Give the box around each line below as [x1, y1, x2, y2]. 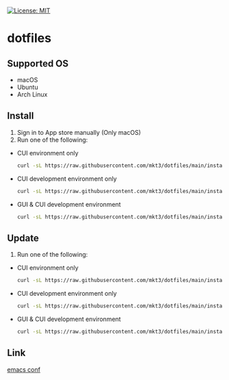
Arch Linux [16, 90, 48, 99]
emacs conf [7, 365, 41, 373]
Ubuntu [16, 83, 39, 91]
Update [7, 232, 40, 244]
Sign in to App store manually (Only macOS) [16, 128, 142, 136]
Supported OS [7, 58, 69, 69]
